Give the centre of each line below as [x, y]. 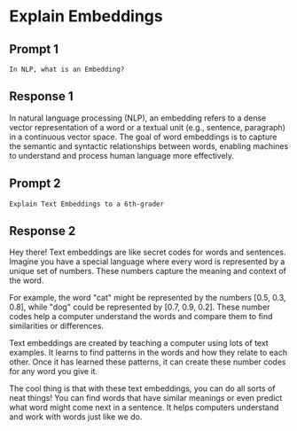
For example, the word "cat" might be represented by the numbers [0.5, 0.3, [148, 298]
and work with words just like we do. [76, 417]
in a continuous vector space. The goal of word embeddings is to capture [143, 137]
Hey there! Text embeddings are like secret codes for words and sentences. [148, 252]
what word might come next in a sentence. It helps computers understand [144, 407]
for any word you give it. [54, 372]
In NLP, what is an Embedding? [67, 69]
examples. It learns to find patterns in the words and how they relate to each [148, 353]
